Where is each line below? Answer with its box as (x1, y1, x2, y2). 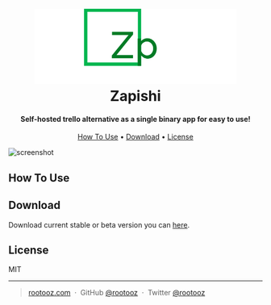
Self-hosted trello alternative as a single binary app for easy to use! (19, 114, 252, 123)
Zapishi (110, 87, 161, 106)
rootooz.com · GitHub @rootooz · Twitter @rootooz (27, 288, 206, 298)
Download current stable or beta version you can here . (8, 219, 190, 229)
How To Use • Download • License (77, 132, 194, 142)
